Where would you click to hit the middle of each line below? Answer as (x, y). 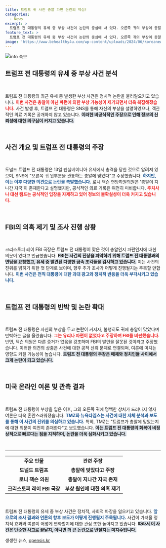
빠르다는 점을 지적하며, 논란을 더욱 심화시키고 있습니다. (74, 434)
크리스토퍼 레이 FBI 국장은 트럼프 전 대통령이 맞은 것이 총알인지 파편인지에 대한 (81, 249)
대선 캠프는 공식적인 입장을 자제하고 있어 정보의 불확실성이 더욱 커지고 (77, 194)
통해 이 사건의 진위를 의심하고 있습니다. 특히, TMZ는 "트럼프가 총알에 (76, 421)
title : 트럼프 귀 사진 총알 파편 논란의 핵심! (46, 10)
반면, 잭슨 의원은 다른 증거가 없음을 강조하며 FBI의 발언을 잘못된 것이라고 (75, 342)
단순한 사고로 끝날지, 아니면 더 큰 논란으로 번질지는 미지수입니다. (75, 530)
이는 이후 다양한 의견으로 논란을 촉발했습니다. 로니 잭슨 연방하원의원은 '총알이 (79, 182)
